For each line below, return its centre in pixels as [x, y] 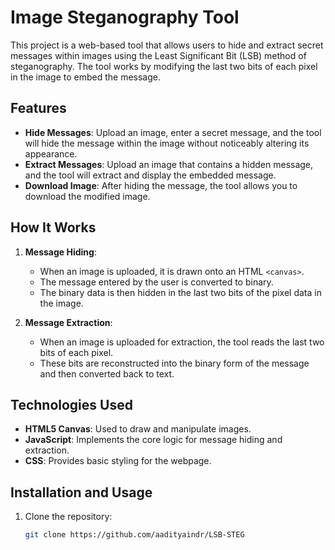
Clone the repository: [68, 517]
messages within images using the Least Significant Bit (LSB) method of [158, 55]
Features [38, 108]
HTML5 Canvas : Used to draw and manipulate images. [138, 429]
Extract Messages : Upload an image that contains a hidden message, [169, 164]
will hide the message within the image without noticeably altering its [167, 143]
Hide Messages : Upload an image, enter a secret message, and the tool [173, 132]
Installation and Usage [81, 492]
